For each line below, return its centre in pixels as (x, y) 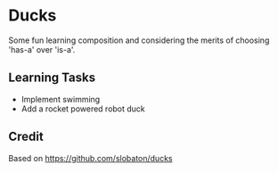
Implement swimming (61, 99)
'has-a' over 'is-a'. (42, 49)
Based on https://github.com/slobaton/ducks (90, 158)
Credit (26, 137)
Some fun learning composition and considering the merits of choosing (139, 40)
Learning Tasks (52, 78)
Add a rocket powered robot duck (83, 109)
